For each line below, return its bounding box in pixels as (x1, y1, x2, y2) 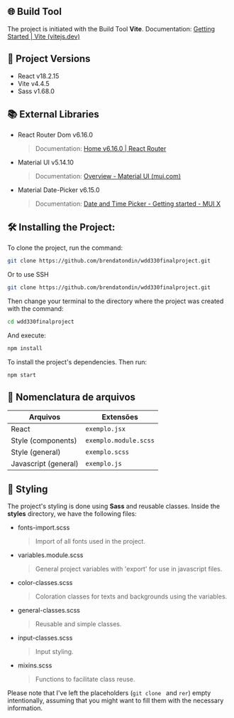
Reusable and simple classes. (35, 620, 122, 628)
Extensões (101, 412, 138, 422)
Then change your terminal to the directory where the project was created (7, 297, 224, 305)
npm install (7, 344, 43, 352)
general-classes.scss (17, 606, 80, 615)
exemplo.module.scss (85, 437, 155, 445)
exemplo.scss (85, 448, 130, 456)
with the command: (7, 305, 64, 312)
